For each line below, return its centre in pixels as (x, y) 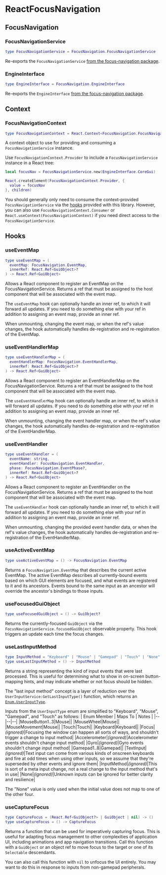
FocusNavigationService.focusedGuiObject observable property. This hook (81, 628)
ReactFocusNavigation (53, 9)
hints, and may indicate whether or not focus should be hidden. (88, 681)
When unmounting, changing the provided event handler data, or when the (81, 527)
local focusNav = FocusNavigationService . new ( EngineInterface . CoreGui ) (80, 172)
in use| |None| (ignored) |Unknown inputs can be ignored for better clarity (79, 774)
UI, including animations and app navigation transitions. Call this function (79, 842)
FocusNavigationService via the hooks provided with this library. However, (80, 205)
